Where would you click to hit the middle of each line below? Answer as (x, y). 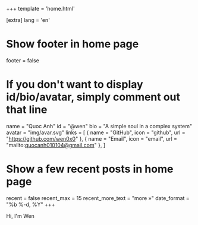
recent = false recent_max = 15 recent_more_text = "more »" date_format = (98, 198)
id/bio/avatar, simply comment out (93, 97)
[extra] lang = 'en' (28, 20)
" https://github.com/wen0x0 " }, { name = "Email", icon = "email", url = (92, 138)
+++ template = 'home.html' (41, 9)
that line (27, 110)
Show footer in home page (73, 44)
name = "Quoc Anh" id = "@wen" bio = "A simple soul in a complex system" (99, 126)
